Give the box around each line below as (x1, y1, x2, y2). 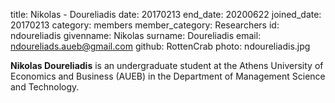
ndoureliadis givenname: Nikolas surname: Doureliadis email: (10, 30, 262, 41)
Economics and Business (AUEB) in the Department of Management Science (10, 70, 326, 82)
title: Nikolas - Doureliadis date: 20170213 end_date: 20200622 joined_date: (10, 9, 322, 20)
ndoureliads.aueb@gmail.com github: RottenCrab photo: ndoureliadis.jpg (10, 40, 311, 52)
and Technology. (10, 81, 80, 93)
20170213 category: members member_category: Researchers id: (10, 19, 280, 31)
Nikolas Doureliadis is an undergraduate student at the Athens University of (10, 60, 324, 71)
